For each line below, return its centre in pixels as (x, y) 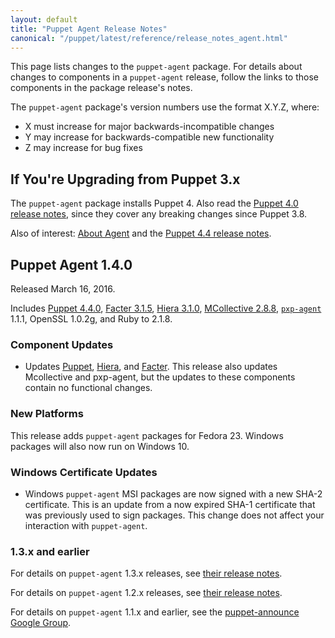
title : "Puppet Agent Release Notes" (89, 29)
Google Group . (41, 623)
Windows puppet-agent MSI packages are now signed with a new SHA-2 (173, 493)
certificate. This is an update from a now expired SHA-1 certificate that (170, 504)
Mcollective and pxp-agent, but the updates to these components (160, 377)
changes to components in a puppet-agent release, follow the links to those (164, 77)
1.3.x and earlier (50, 551)
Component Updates (62, 344)
